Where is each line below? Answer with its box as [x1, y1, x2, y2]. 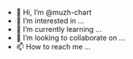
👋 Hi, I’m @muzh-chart [15, 8, 92, 17]
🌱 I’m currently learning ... [15, 25, 102, 33]
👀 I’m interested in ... [15, 16, 85, 26]
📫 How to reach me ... [15, 42, 91, 51]
